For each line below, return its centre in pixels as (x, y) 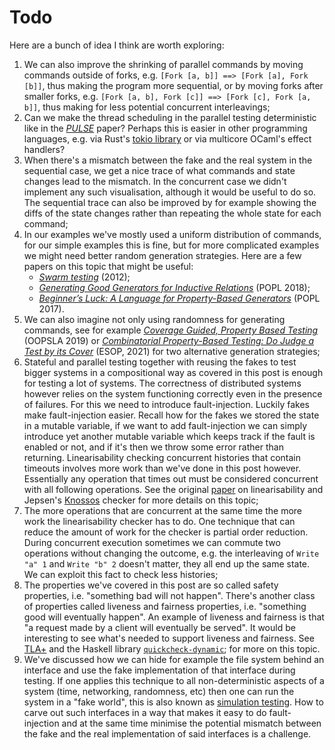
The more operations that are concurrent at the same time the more (162, 510)
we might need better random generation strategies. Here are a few (162, 255)
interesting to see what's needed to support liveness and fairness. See (169, 638)
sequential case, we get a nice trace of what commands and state (159, 170)
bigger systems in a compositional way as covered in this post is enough (173, 372)
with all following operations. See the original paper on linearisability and (173, 489)
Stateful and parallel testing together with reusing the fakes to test (160, 362)
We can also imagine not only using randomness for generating (154, 319)
